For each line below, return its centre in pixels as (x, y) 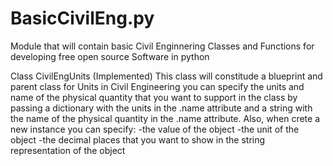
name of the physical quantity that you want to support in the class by (154, 97)
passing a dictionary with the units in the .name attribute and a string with (161, 108)
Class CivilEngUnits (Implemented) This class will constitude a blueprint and (166, 76)
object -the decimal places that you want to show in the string (138, 139)
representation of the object (68, 150)
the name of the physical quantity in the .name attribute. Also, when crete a (165, 118)
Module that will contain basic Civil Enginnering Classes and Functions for (162, 46)
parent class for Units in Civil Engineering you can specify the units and (157, 86)
